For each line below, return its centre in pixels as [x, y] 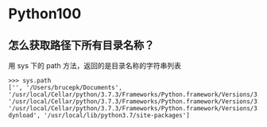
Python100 [45, 14]
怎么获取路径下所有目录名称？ [81, 45]
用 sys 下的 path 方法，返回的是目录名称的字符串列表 [95, 65]
